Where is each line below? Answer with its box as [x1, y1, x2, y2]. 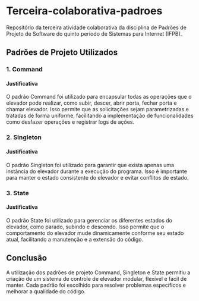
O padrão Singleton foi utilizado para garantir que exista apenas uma [6, 161, 174, 168]
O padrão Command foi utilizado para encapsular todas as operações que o [6, 93, 192, 101]
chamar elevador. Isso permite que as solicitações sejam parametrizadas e [6, 106, 189, 113]
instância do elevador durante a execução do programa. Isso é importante [6, 168, 187, 175]
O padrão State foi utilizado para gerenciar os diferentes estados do [6, 217, 172, 224]
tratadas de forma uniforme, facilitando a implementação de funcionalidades [6, 112, 194, 120]
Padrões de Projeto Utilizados [6, 48, 118, 58]
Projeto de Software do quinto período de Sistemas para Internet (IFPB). [6, 30, 182, 37]
